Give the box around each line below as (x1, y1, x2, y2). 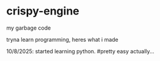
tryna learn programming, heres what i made (6, 36, 118, 43)
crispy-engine (6, 4, 79, 18)
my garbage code (6, 24, 51, 31)
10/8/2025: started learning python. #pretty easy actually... (6, 47, 155, 55)
